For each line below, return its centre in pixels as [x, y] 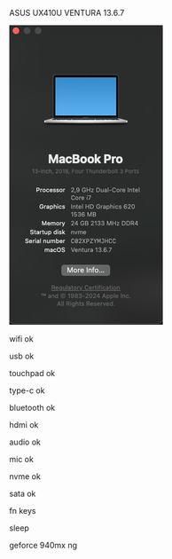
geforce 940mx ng [43, 545]
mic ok [21, 459]
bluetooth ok [32, 408]
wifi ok [21, 339]
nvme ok [25, 476]
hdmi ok [24, 425]
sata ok [23, 493]
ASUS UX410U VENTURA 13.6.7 [67, 13]
